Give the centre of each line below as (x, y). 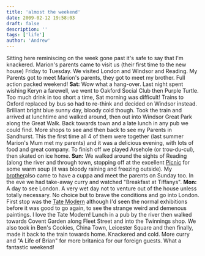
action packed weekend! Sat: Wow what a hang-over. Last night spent (95, 84)
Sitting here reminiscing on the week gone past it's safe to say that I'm (95, 58)
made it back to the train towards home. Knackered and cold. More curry (98, 234)
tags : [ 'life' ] (26, 35)
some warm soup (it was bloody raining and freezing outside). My (89, 169)
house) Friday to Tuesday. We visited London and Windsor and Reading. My (102, 71)
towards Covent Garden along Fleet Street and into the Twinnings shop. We (101, 221)
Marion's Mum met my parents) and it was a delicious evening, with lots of (100, 143)
